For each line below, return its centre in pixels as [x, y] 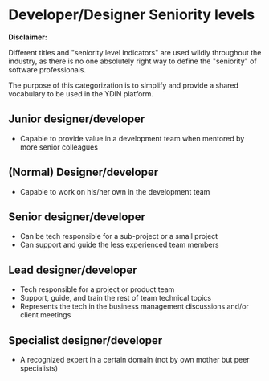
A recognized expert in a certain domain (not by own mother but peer [135, 360]
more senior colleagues [59, 147]
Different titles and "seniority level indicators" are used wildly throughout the [135, 52]
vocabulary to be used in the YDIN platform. [81, 93]
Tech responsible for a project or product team [97, 289]
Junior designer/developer [77, 119]
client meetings [45, 315]
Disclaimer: [28, 37]
